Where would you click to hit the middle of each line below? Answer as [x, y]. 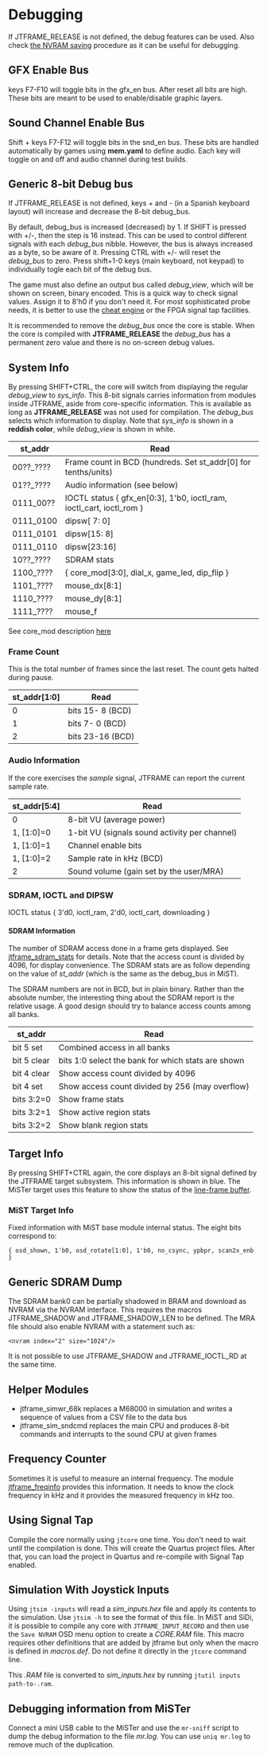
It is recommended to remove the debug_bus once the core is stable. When [132, 326]
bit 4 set [27, 1086]
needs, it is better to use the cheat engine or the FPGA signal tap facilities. [130, 310]
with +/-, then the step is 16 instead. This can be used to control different [128, 236]
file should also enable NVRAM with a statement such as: [102, 1327]
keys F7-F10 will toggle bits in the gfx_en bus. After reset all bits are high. [128, 89]
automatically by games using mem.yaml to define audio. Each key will [124, 151]
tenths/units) [89, 472]
